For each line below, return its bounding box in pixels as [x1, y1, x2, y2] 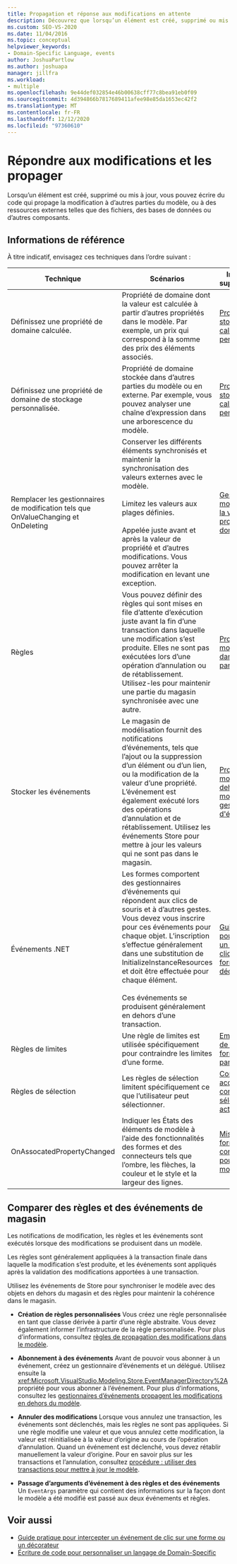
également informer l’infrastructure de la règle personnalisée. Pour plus [17, 1325, 226, 1334]
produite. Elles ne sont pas [121, 643, 209, 653]
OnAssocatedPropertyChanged [11, 1147, 115, 1157]
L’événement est [121, 787, 176, 797]
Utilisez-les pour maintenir [121, 678, 211, 688]
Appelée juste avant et [121, 525, 196, 535]
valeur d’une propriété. [121, 778, 197, 788]
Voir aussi [7, 1515, 52, 1527]
